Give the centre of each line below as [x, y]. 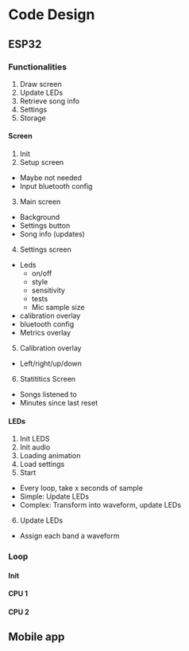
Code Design [52, 15]
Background [40, 218]
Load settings [42, 465]
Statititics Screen [48, 379]
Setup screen [42, 163]
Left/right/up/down [50, 363]
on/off [42, 273]
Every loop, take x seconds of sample [81, 488]
